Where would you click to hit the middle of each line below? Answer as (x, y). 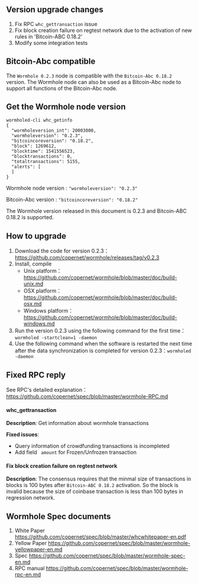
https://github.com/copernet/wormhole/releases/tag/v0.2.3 (87, 258)
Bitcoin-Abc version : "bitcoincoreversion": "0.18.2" (72, 200)
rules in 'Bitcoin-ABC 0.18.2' (48, 36)
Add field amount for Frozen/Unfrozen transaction (76, 452)
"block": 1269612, (34, 146)
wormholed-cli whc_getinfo (39, 121)
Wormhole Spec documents (59, 516)
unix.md (33, 284)
